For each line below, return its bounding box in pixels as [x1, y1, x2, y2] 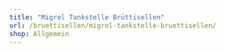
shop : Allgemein [9, 29, 69, 38]
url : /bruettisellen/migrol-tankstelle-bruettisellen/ [9, 21, 217, 30]
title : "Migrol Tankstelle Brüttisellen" [9, 12, 165, 22]
